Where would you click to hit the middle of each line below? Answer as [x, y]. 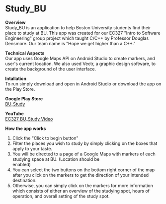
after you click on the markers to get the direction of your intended [81, 175]
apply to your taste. [32, 148]
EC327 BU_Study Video [29, 119]
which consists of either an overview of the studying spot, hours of [81, 191]
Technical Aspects [25, 53]
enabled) [21, 164]
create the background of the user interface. [50, 69]
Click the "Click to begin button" [45, 138]
